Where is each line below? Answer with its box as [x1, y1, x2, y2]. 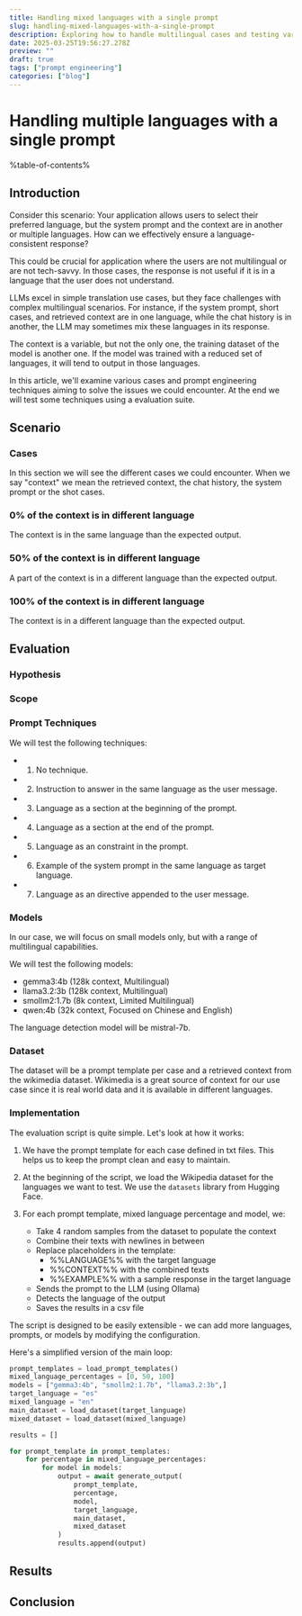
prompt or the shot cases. [9, 487, 105, 498]
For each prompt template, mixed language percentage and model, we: [22, 1208, 286, 1219]
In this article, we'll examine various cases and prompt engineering [9, 375, 257, 385]
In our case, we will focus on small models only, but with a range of [9, 931, 258, 942]
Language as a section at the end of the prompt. [35, 821, 215, 833]
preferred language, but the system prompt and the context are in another [9, 219, 283, 230]
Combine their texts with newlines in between [35, 1235, 205, 1246]
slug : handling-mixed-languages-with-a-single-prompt [9, 22, 216, 31]
